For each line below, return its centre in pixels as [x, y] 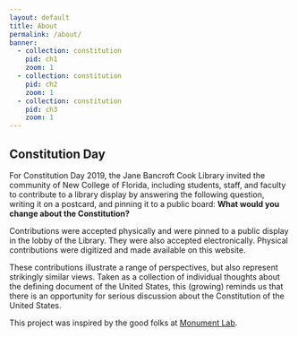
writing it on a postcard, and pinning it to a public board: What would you [145, 203]
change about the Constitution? [69, 213]
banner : [24, 43]
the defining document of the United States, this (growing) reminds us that [146, 286]
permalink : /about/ [46, 34]
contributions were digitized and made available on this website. [128, 250]
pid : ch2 [42, 84]
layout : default [39, 17]
